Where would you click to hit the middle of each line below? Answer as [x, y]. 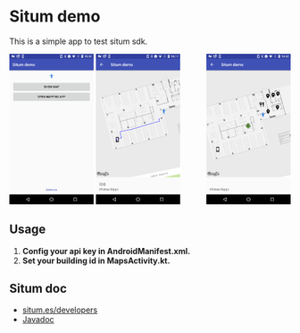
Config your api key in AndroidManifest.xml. [106, 251]
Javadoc [38, 320]
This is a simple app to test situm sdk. [79, 41]
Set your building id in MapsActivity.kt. [96, 260]
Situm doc [38, 288]
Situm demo [55, 17]
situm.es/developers [60, 310]
